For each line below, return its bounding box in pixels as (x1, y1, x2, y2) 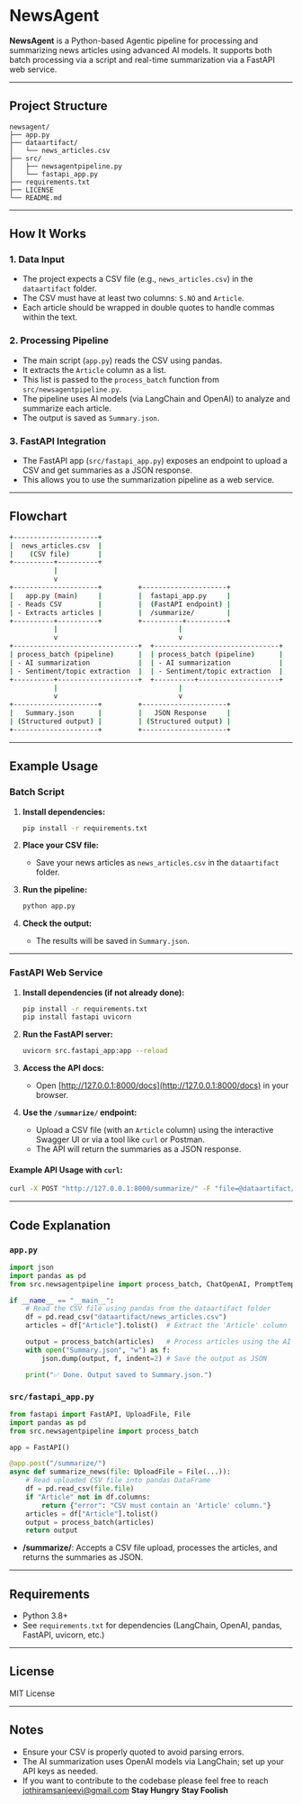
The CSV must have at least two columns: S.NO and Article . (22, 293, 244, 304)
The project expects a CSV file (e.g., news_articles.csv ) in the (22, 274, 253, 285)
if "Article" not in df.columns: (25, 1492, 151, 1501)
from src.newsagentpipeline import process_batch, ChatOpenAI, (9, 1280, 252, 1289)
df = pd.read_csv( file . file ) (25, 1484, 135, 1493)
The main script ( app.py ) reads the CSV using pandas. (22, 355, 223, 366)
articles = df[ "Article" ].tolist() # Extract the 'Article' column (25, 1321, 288, 1330)
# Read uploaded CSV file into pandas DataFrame (25, 1476, 211, 1485)
